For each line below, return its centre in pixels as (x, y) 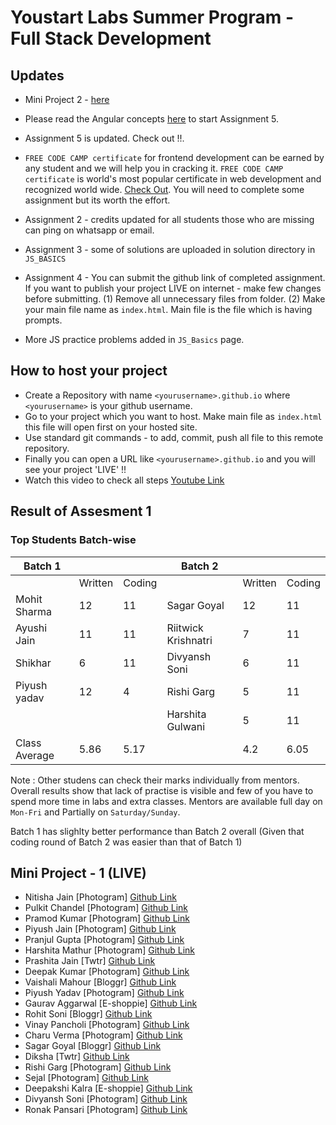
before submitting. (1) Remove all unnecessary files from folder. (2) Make (175, 299)
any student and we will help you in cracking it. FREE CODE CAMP (154, 168)
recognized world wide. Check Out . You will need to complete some (164, 189)
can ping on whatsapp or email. (89, 230)
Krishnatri (189, 640)
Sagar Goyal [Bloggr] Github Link (93, 1046)
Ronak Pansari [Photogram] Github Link (106, 1110)
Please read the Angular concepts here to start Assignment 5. (151, 119)
